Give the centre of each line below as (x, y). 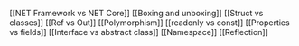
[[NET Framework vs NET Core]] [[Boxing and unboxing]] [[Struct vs (136, 13)
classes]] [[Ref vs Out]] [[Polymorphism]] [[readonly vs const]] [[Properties (150, 23)
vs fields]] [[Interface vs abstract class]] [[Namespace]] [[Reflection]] (139, 32)
